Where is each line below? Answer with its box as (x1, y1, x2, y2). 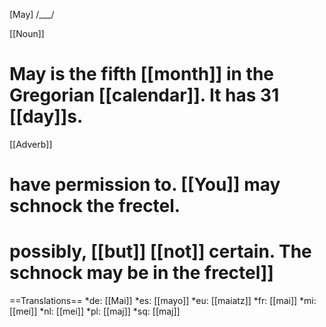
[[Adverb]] (9, 138, 53, 150)
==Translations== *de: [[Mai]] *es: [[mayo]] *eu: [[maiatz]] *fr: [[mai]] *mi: (9, 295, 317, 307)
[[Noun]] (9, 28, 45, 39)
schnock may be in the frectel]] (9, 262, 274, 284)
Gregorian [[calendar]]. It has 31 (9, 84, 280, 107)
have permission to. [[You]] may (9, 174, 281, 196)
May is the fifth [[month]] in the (9, 63, 275, 86)
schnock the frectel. (9, 195, 181, 218)
